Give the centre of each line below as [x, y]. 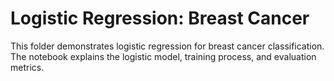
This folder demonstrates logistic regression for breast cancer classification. [167, 46]
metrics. [27, 67]
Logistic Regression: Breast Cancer [160, 18]
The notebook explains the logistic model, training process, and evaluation [163, 56]
